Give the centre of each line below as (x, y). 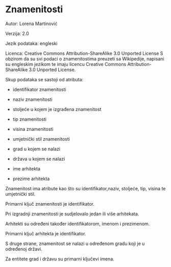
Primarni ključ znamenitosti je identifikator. (50, 204)
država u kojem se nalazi (39, 159)
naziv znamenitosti (32, 99)
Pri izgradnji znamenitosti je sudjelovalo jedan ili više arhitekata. (72, 214)
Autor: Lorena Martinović (31, 24)
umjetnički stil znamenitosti (41, 139)
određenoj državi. (24, 249)
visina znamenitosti (33, 129)
